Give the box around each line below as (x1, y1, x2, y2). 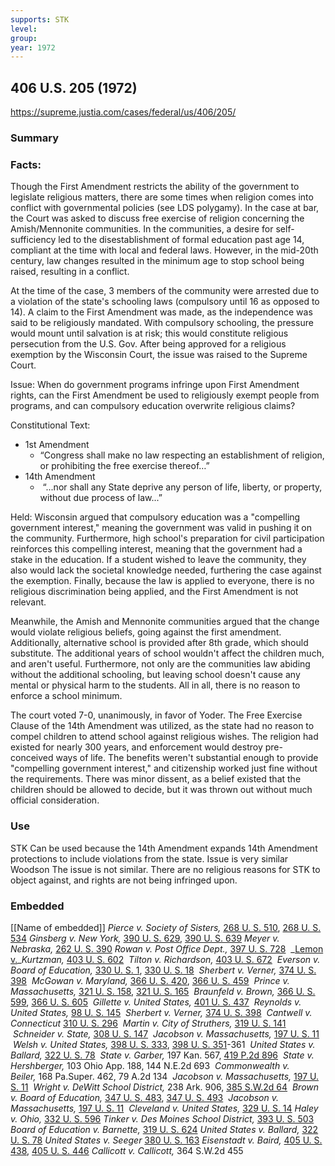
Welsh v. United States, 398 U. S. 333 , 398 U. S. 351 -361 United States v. (12, 1038, 316, 1050)
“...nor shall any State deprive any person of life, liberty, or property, (42, 481, 323, 493)
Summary (10, 131, 60, 145)
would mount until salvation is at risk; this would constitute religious (10, 327, 289, 340)
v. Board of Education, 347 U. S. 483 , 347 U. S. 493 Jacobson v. (10, 1091, 279, 1103)
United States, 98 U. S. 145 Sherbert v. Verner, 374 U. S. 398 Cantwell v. (10, 1006, 313, 1018)
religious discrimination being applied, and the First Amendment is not (10, 586, 299, 598)
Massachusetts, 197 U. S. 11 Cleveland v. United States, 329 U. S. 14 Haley (10, 1102, 319, 1114)
